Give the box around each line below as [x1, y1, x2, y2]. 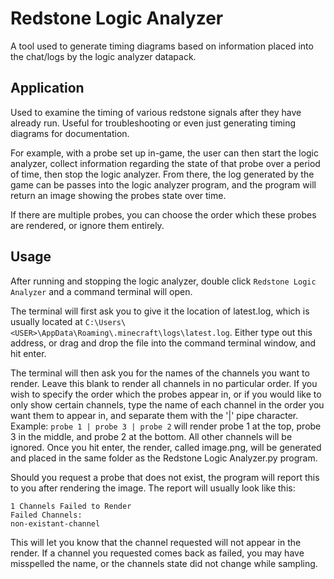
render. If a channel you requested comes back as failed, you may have [10, 547, 305, 559]
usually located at [10, 315, 83, 327]
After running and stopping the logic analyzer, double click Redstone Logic [10, 275, 317, 287]
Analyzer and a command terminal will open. [10, 285, 193, 297]
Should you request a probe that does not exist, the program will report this [10, 471, 320, 483]
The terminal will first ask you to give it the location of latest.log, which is [10, 305, 310, 317]
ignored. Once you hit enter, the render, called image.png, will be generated [10, 441, 322, 453]
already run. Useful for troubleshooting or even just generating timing [10, 117, 297, 129]
